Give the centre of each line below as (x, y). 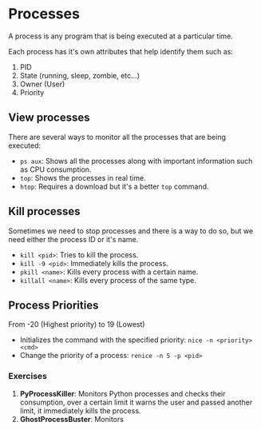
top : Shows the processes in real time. (83, 177)
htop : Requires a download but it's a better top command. (114, 186)
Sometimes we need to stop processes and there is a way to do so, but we (131, 231)
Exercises (28, 376)
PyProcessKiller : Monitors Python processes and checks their (123, 393)
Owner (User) (42, 84)
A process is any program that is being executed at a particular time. (121, 36)
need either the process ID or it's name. (73, 239)
